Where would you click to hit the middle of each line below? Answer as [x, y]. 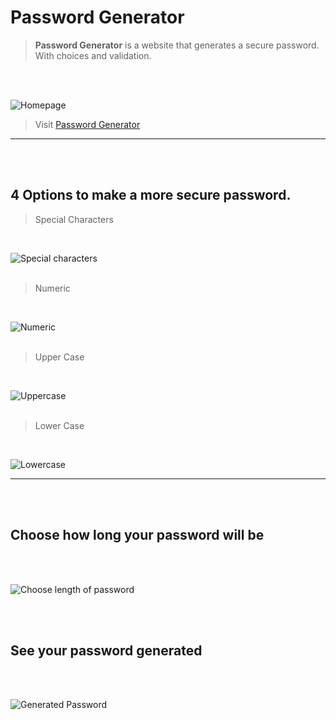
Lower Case [59, 425]
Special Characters [74, 219]
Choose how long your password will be [137, 535]
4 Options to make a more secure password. [151, 195]
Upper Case [59, 357]
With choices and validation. [93, 55]
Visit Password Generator [87, 124]
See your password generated [106, 650]
